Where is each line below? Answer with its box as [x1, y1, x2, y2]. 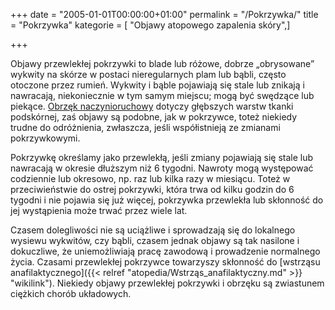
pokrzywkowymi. [10, 132, 81, 144]
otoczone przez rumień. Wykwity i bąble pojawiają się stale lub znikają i [10, 79, 305, 91]
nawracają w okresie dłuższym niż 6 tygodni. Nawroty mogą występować [10, 162, 314, 174]
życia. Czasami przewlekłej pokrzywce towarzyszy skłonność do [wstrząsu [10, 256, 321, 268]
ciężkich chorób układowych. [10, 288, 132, 299]
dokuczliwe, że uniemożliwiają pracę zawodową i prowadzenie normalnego [10, 245, 321, 257]
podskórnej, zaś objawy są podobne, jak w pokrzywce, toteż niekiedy [10, 111, 298, 123]
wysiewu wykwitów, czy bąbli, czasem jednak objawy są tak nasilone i [10, 235, 300, 246]
